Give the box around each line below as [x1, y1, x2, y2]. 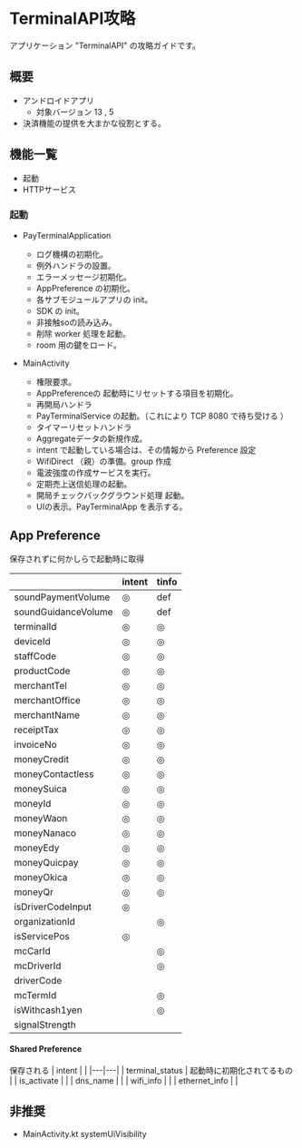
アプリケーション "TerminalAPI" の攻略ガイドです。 [9, 40, 201, 51]
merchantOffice [14, 693, 82, 706]
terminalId [14, 620, 57, 633]
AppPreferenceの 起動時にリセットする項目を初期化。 [35, 388, 239, 398]
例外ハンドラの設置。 [35, 260, 116, 270]
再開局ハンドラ [35, 398, 93, 409]
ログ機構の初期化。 [35, 249, 109, 260]
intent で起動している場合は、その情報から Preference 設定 [35, 444, 257, 455]
